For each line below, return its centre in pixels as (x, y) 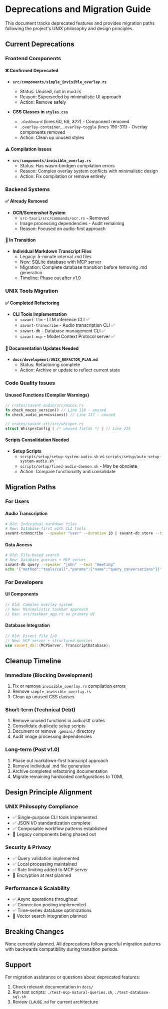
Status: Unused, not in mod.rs (50, 92)
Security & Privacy (28, 847)
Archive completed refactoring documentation (60, 771)
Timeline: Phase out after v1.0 (50, 278)
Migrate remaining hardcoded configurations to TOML (68, 776)
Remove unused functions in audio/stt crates (58, 721)
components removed (42, 132)
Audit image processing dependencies (52, 737)
